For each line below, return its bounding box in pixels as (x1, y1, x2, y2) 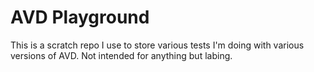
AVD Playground (10, 6, 150, 29)
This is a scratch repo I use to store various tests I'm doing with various (10, 39, 305, 51)
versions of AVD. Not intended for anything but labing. (10, 49, 233, 61)
